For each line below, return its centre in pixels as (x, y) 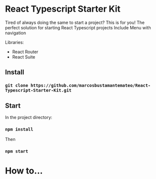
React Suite (24, 57)
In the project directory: (29, 118)
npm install (19, 129)
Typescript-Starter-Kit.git (38, 90)
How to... (24, 171)
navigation (16, 33)
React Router (25, 52)
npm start (17, 151)
